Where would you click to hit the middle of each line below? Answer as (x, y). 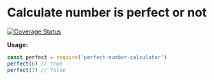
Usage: (18, 44)
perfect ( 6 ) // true (35, 64)
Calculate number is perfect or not (107, 13)
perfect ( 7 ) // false (37, 70)
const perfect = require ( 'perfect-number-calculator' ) (87, 57)
